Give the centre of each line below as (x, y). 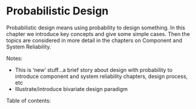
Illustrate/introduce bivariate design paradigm (71, 89)
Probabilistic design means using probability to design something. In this (96, 28)
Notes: (14, 58)
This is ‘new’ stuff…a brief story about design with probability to (94, 69)
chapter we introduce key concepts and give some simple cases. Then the (98, 34)
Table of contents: (28, 101)
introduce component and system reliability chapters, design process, (101, 76)
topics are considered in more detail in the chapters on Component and (94, 40)
